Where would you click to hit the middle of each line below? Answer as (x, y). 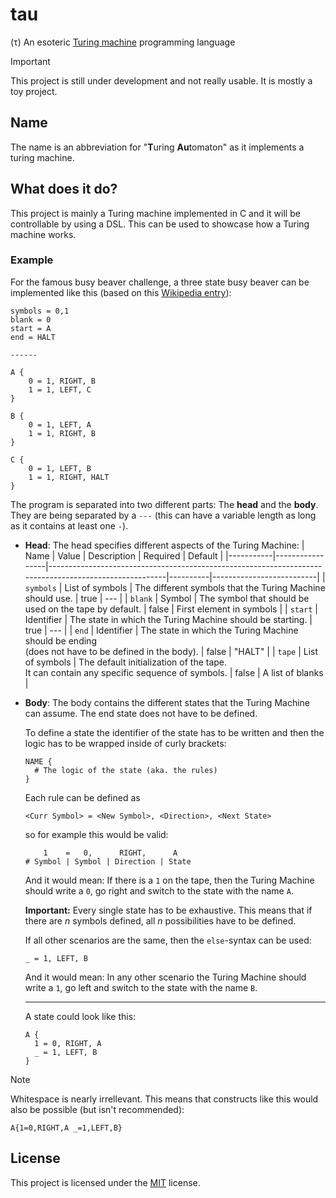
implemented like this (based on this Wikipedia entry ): (121, 292)
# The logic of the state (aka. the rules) (126, 770)
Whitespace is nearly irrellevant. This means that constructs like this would (164, 1099)
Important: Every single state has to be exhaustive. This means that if (168, 910)
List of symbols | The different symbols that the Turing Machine (195, 587)
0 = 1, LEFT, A (60, 424)
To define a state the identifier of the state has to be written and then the (174, 732)
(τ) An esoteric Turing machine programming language (123, 42)
